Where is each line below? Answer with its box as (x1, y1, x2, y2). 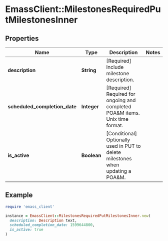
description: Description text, (9, 218, 77, 223)
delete (106, 149, 121, 156)
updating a (106, 168, 131, 174)
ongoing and (106, 97, 136, 104)
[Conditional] (106, 130, 137, 137)
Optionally (106, 136, 130, 143)
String (81, 67, 96, 74)
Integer (81, 103, 99, 110)
